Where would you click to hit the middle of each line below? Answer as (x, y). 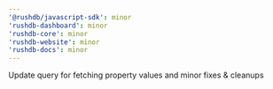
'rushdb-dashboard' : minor (58, 26)
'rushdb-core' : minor (48, 33)
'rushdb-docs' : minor (48, 50)
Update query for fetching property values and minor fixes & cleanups (136, 75)
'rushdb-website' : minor (54, 42)
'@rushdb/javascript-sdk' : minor (70, 17)
